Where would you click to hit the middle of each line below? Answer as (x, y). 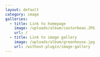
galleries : (16, 19)
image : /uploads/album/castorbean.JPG (54, 28)
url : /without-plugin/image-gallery (52, 47)
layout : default (22, 10)
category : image (22, 14)
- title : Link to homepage (38, 24)
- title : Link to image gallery (43, 38)
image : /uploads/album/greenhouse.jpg (54, 42)
